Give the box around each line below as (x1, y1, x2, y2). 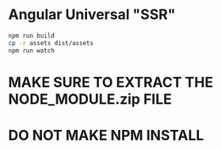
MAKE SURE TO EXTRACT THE (8, 73, 214, 91)
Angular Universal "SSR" (8, 6, 176, 24)
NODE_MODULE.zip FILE (8, 90, 173, 108)
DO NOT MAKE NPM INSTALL (8, 126, 204, 144)
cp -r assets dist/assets (8, 39, 93, 47)
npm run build (8, 32, 55, 40)
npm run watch (8, 46, 55, 55)
